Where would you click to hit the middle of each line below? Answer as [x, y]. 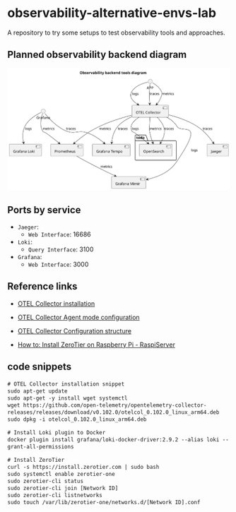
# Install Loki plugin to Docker [57, 432]
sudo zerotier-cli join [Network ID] [63, 488]
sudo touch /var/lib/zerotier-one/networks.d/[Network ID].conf [104, 502]
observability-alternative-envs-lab [112, 13]
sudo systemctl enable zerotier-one [61, 474]
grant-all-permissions [41, 446]
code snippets [40, 367]
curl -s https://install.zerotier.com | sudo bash [83, 467]
